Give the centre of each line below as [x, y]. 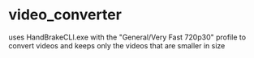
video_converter [65, 15]
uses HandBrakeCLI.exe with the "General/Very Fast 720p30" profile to [127, 37]
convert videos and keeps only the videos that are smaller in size [117, 45]
